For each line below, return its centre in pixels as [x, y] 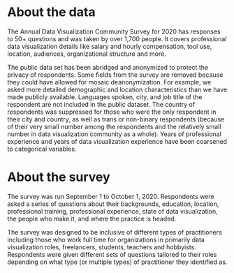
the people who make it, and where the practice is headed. [92, 219]
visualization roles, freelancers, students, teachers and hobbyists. [102, 247]
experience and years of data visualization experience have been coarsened [117, 141]
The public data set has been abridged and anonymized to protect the [108, 67]
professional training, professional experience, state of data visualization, [112, 211]
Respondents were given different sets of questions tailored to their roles [112, 254]
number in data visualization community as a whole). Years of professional [114, 134]
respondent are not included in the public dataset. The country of [101, 104]
